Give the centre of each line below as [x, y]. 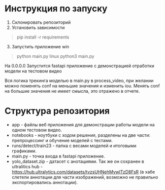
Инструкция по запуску [56, 9]
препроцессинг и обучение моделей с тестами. [62, 140]
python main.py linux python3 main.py [55, 56]
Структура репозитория [57, 111]
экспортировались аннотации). [45, 182]
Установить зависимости [38, 27]
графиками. [24, 151]
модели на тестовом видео [33, 71]
